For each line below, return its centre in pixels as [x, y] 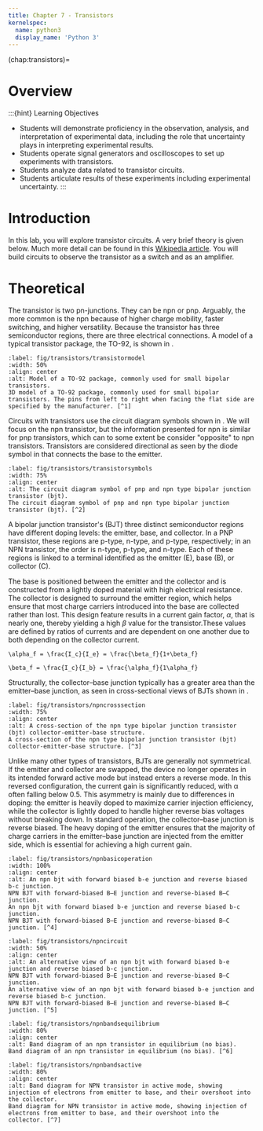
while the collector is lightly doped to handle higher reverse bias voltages [126, 811]
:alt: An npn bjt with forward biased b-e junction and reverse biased [128, 880]
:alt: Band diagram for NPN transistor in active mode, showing [115, 1086]
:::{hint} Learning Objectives [54, 113]
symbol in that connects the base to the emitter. [85, 454]
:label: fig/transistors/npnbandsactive [75, 1065]
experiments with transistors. [66, 162]
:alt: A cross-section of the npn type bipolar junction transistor [122, 726]
